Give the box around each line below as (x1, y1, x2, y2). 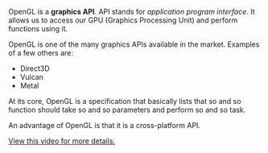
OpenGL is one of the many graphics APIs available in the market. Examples (8, 39, 260, 49)
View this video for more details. (8, 136, 115, 146)
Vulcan (19, 72, 44, 81)
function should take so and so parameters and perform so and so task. (8, 105, 246, 114)
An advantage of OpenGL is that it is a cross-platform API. (8, 121, 201, 130)
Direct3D (19, 64, 50, 73)
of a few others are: (8, 48, 74, 57)
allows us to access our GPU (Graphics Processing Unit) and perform (8, 15, 238, 25)
